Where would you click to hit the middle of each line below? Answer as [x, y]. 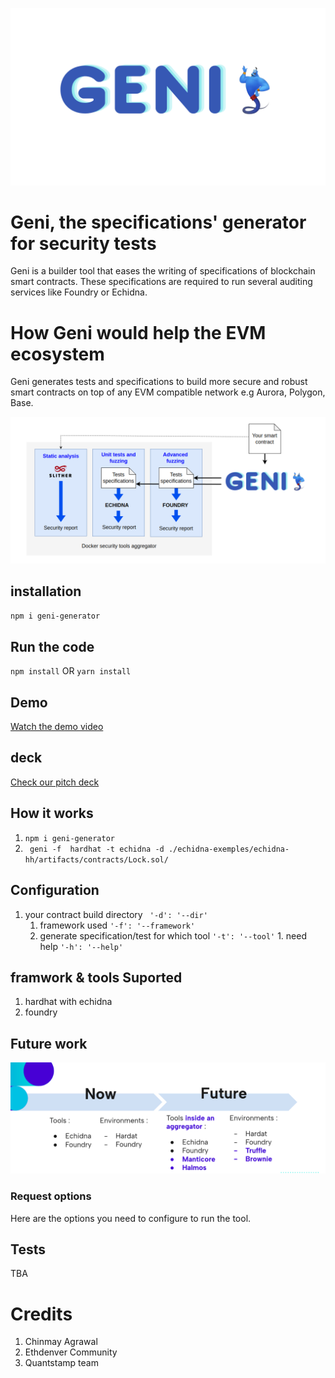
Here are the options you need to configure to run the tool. [131, 1218]
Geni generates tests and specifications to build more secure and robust [159, 382]
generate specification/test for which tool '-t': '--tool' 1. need [173, 935]
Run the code [52, 646]
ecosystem [57, 354]
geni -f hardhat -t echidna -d [97, 849]
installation [46, 591]
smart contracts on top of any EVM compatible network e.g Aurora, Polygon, [168, 392]
